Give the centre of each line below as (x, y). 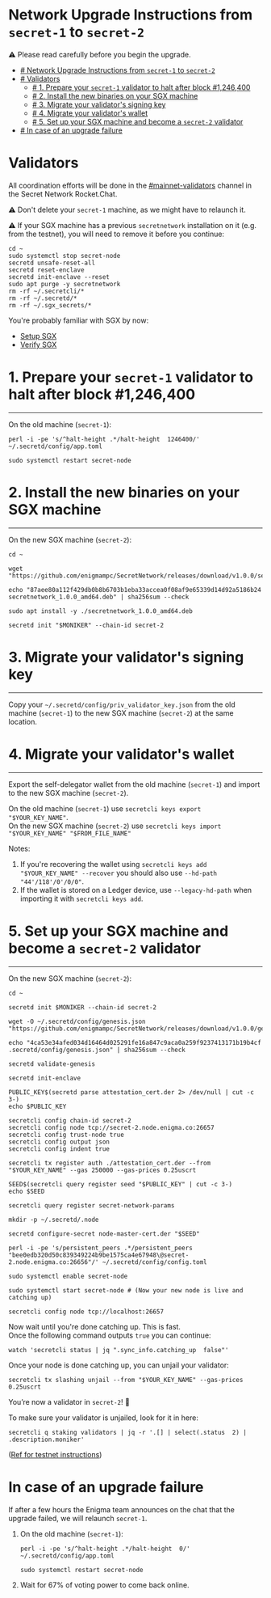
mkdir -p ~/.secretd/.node (54, 1220)
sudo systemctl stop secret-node (65, 256)
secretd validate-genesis (52, 1064)
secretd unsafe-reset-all (52, 263)
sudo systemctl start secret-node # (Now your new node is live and (126, 1290)
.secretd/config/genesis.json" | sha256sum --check (97, 1050)
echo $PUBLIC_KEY (38, 1106)
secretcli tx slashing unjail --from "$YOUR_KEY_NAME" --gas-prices (126, 1380)
